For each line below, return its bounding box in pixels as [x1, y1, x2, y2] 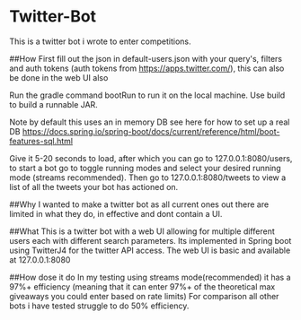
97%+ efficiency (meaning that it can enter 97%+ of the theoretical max [9, 281, 276, 292]
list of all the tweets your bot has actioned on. [9, 181, 179, 192]
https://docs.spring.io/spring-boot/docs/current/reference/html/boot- [22, 125, 280, 136]
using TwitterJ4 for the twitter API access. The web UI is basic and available [9, 245, 291, 255]
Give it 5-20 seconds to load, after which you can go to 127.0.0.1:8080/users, [9, 152, 293, 163]
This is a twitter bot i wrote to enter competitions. [9, 36, 191, 47]
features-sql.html [9, 135, 74, 146]
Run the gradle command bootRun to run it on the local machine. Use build [9, 90, 286, 100]
